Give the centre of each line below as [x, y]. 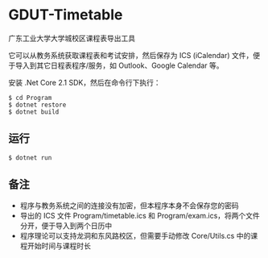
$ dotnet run [30, 158]
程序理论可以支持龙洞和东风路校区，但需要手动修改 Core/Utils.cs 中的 [135, 235]
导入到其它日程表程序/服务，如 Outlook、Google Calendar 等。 [119, 65]
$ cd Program [30, 98]
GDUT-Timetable [66, 15]
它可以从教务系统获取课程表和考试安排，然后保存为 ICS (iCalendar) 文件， [131, 55]
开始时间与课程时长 [59, 246]
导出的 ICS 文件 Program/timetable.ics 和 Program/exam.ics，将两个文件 [140, 215]
